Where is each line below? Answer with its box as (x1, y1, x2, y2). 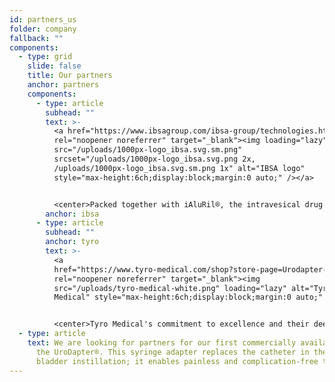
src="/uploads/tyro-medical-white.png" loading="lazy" (53, 283, 287, 293)
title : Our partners (27, 71, 113, 81)
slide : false (27, 61, 82, 71)
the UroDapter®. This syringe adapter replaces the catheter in (35, 347, 310, 357)
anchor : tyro (45, 237, 100, 247)
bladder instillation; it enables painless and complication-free (35, 356, 319, 366)
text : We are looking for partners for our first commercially (27, 338, 297, 348)
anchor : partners (27, 80, 100, 90)
